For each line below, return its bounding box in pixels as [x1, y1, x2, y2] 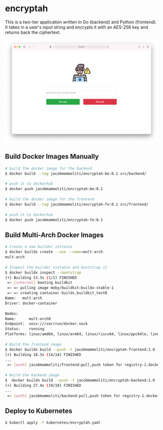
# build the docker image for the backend [5, 166, 92, 171]
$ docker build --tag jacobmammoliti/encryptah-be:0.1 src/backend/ [5, 171, 147, 176]
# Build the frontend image [5, 342, 62, 347]
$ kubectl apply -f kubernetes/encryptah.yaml [5, 420, 101, 425]
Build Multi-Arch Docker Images [5, 231, 104, 239]
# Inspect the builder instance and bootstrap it [5, 265, 108, 270]
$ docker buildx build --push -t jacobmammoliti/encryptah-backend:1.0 [5, 378, 155, 383]
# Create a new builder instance [5, 244, 73, 249]
